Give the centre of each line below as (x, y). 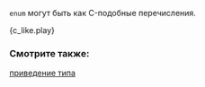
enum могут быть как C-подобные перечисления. (102, 13)
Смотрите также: (49, 53)
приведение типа (43, 73)
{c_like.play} (32, 30)
